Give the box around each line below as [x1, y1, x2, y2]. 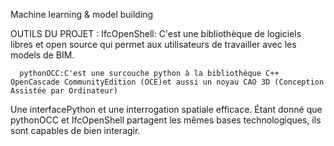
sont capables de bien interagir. [10, 125, 141, 136]
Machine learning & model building [10, 9, 154, 20]
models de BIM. [10, 49, 75, 61]
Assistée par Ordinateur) [10, 86, 118, 96]
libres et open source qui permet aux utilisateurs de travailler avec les [10, 39, 297, 50]
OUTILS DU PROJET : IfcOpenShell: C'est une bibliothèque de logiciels [10, 28, 302, 39]
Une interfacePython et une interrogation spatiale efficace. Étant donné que [10, 104, 323, 115]
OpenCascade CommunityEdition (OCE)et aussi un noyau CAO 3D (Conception [10, 77, 325, 87]
